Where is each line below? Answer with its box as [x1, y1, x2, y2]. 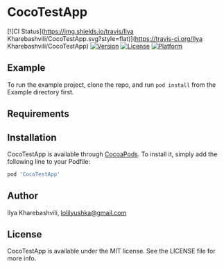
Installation [7, 131, 57, 143]
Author [7, 190, 38, 202]
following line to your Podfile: [7, 157, 91, 165]
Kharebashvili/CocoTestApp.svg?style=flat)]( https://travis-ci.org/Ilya [7, 34, 203, 42]
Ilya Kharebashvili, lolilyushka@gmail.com [7, 208, 127, 217]
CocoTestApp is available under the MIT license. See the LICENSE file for [7, 247, 216, 256]
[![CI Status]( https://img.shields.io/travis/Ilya [7, 27, 134, 35]
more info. [7, 254, 37, 262]
